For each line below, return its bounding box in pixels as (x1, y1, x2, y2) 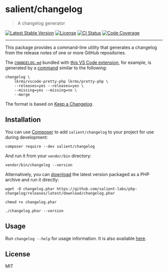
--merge (14, 92, 30, 97)
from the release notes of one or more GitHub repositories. (5, 49, 126, 56)
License (5, 250, 30, 258)
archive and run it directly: (5, 176, 59, 183)
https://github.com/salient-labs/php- (56, 186, 137, 192)
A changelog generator (17, 20, 65, 26)
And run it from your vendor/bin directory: (5, 152, 91, 159)
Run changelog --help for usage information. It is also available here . (5, 235, 146, 241)
